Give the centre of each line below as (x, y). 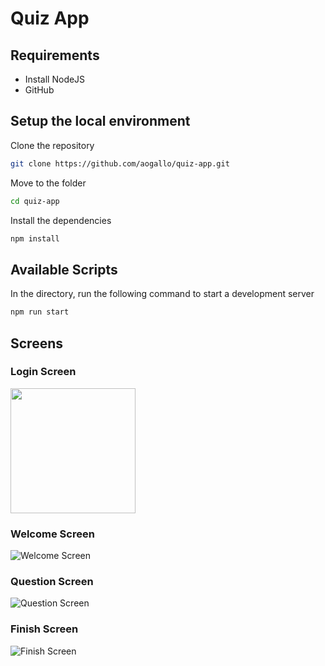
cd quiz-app (35, 201)
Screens (36, 343)
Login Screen (43, 372)
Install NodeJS (55, 79)
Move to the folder (48, 183)
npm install (35, 238)
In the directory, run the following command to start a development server (162, 294)
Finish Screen (44, 629)
